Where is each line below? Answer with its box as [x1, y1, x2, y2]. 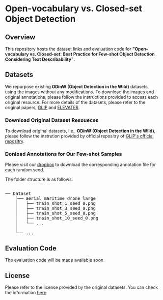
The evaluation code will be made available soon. [5, 257, 105, 263]
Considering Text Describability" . [5, 56, 75, 62]
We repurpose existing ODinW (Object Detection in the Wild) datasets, [5, 83, 149, 89]
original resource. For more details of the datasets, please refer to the [5, 99, 146, 105]
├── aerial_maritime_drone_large [15, 196, 96, 201]
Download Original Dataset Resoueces [5, 116, 99, 123]
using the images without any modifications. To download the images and [5, 89, 154, 95]
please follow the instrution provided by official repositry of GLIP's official [5, 133, 154, 139]
